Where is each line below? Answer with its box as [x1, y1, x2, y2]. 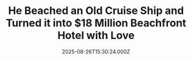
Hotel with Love [57, 29, 135, 42]
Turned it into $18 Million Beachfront [5, 16, 187, 30]
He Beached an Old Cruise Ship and [8, 4, 184, 17]
